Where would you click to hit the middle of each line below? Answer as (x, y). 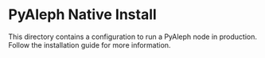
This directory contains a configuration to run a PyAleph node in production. (132, 37)
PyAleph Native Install (82, 15)
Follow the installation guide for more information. (90, 44)
